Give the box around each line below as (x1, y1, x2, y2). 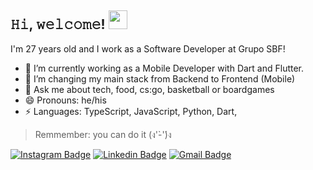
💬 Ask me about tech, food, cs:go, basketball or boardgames (24, 83, 275, 95)
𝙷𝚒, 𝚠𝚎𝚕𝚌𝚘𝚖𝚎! (10, 16, 106, 33)
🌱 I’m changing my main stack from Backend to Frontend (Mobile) (24, 72, 296, 85)
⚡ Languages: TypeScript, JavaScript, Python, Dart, (24, 105, 238, 117)
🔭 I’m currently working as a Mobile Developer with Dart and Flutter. (24, 62, 305, 74)
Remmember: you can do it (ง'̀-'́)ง (34, 128, 172, 140)
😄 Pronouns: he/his (24, 94, 107, 106)
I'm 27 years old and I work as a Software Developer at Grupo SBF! (10, 42, 286, 55)
